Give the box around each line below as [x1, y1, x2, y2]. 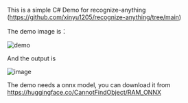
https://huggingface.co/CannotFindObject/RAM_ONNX [7, 89, 162, 96]
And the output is [7, 54, 56, 62]
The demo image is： [7, 27, 67, 35]
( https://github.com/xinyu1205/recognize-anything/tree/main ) [7, 13, 182, 21]
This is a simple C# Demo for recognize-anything [7, 6, 146, 14]
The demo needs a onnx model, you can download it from [7, 81, 171, 89]
